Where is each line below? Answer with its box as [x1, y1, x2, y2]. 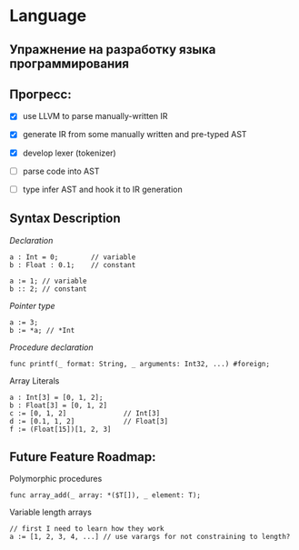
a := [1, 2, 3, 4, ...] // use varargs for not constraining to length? [9, 533, 291, 542]
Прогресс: [9, 86, 72, 102]
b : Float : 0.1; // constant [9, 260, 136, 269]
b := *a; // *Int [9, 325, 75, 335]
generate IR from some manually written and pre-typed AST [22, 129, 247, 140]
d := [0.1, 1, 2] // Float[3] [9, 416, 169, 425]
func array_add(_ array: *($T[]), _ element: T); [9, 491, 202, 500]
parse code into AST [22, 165, 100, 176]
